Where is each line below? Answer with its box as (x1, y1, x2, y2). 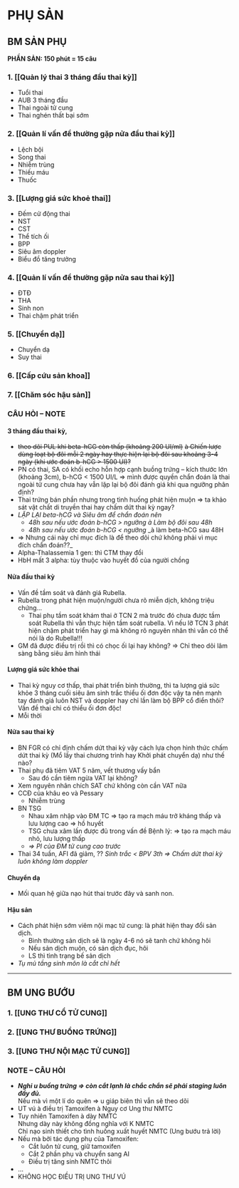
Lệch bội (17, 145, 44, 153)
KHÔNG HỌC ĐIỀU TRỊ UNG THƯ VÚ (17, 1172, 127, 1181)
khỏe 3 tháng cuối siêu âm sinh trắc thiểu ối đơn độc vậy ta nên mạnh (17, 688, 222, 697)
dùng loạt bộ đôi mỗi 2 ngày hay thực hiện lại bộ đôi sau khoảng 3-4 (17, 450, 218, 459)
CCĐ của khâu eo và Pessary (17, 789, 104, 797)
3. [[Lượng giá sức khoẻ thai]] (7, 193, 112, 203)
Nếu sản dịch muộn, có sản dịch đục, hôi (28, 944, 149, 953)
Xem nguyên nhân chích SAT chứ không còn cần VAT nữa (17, 781, 187, 790)
